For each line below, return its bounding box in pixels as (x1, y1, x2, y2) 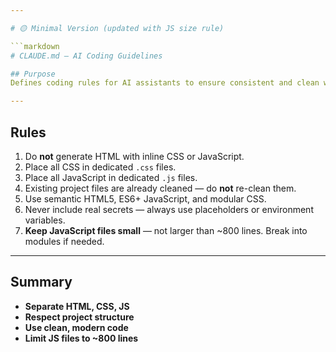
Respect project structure (24, 311, 135, 323)
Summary (10, 274, 73, 291)
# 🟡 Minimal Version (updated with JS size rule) (10, 23, 225, 33)
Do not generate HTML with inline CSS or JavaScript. (24, 150, 245, 162)
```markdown (10, 41, 60, 51)
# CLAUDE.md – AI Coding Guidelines (10, 51, 163, 61)
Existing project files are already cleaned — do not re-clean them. (24, 182, 297, 194)
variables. (24, 214, 66, 226)
